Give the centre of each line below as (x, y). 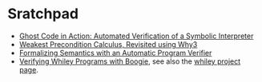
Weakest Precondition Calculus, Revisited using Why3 (108, 44)
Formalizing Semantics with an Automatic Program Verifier (115, 53)
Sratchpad (43, 14)
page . (29, 69)
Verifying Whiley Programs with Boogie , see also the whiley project (130, 61)
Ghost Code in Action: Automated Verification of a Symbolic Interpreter (136, 36)
